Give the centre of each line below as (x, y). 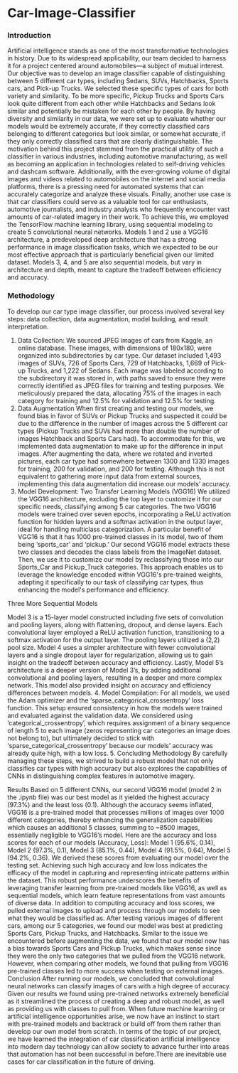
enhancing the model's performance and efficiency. (93, 589)
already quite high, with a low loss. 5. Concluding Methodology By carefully (118, 753)
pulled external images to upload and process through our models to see (114, 910)
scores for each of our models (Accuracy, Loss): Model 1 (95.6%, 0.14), (111, 842)
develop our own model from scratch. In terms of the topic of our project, (114, 1031)
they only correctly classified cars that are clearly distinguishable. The (110, 142)
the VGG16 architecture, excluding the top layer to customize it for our (120, 498)
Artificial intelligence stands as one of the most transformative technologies (118, 50)
